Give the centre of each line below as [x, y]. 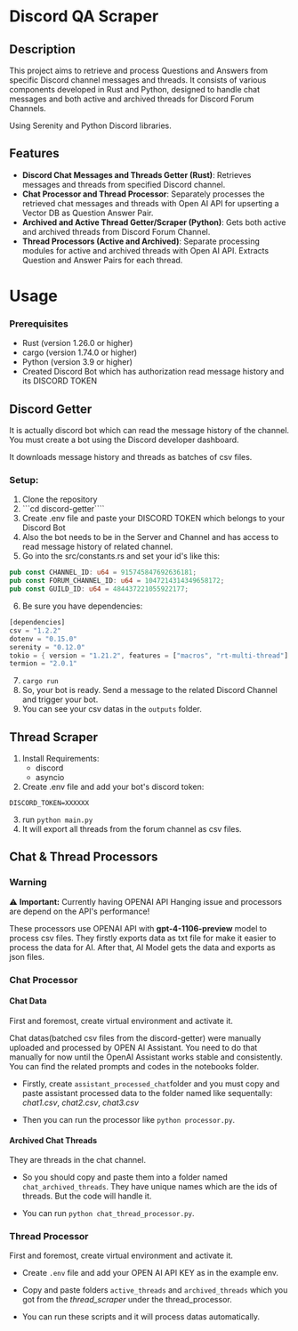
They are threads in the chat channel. [78, 1160]
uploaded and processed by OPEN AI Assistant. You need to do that [133, 1047]
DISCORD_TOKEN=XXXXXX [49, 803]
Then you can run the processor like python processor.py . [129, 1119]
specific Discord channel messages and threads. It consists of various [138, 80]
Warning [28, 883]
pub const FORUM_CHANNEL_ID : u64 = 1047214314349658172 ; [117, 581]
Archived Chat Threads [53, 1140]
